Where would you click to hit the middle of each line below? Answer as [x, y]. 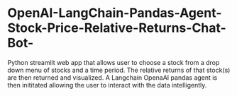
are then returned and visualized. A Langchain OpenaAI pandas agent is [112, 77]
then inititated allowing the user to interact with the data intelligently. [107, 85]
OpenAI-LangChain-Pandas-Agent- [115, 13]
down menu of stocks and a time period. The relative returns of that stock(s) [119, 70]
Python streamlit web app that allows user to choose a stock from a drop [114, 62]
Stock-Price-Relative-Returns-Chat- [117, 28]
